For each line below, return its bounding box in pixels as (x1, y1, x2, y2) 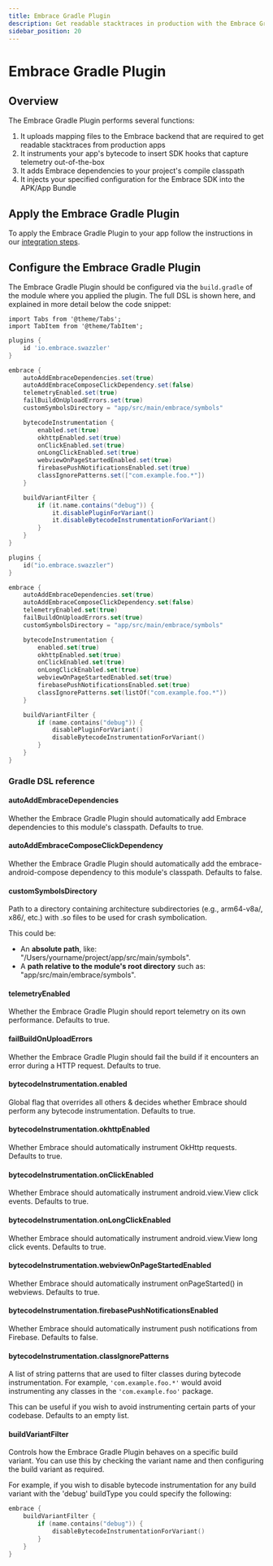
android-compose (8, 867, 69, 877)
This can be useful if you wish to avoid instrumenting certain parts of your (8, 1402, 256, 1412)
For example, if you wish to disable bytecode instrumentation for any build (8, 1480, 257, 1490)
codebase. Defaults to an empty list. (8, 1411, 130, 1421)
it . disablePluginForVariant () (51, 508, 154, 517)
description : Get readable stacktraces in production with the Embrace (8, 19, 256, 28)
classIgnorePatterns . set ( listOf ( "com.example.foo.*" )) (37, 688, 227, 697)
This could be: (8, 928, 57, 938)
